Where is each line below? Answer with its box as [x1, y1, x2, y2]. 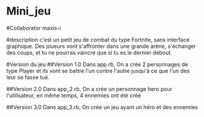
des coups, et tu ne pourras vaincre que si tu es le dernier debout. [6, 48, 172, 56]
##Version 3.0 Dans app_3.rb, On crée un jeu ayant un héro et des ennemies [6, 103, 198, 110]
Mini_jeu [6, 4, 51, 18]
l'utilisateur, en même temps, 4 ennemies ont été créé [6, 92, 141, 99]
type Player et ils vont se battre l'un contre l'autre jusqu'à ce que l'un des [6, 67, 190, 74]
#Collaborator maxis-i [6, 24, 61, 32]
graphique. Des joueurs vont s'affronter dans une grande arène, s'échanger [6, 42, 196, 50]
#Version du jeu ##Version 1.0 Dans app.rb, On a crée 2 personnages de [6, 61, 188, 68]
